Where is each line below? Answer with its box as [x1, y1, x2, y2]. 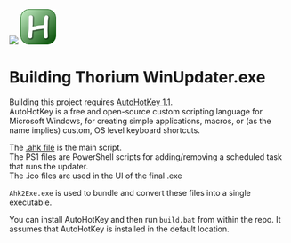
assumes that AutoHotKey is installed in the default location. [9, 223, 230, 234]
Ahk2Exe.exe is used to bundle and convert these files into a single [9, 187, 251, 198]
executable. [9, 197, 53, 208]
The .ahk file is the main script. [9, 142, 123, 153]
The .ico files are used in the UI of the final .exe [9, 170, 182, 181]
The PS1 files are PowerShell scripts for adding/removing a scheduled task [9, 151, 283, 162]
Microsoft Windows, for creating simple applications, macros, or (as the [9, 115, 271, 126]
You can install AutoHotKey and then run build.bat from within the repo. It [9, 214, 281, 224]
